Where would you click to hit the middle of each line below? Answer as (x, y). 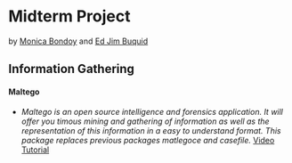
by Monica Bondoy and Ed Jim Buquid (78, 41)
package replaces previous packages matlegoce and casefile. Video (148, 140)
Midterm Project (69, 16)
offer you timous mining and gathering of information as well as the (145, 121)
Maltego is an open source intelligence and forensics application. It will (152, 111)
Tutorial (35, 150)
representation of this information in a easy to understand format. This (151, 130)
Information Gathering (72, 69)
